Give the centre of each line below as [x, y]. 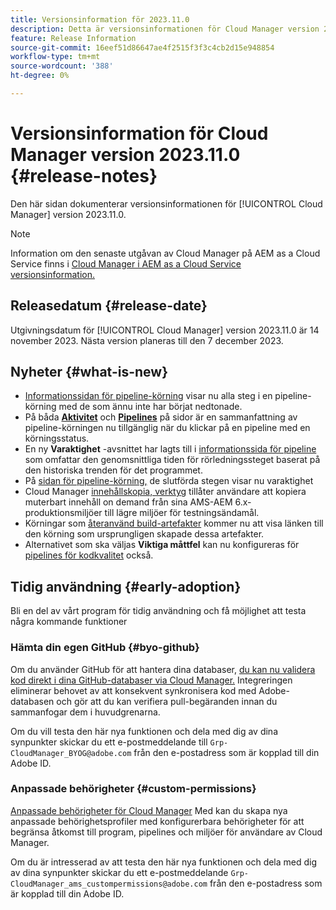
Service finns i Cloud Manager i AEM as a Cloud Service [126, 263]
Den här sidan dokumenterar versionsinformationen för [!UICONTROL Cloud [166, 203]
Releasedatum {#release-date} [109, 306]
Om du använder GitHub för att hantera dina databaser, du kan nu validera [163, 669]
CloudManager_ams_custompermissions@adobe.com [109, 884]
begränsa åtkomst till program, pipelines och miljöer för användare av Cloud [166, 832]
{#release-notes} [84, 176]
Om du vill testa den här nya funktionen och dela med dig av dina [144, 731]
